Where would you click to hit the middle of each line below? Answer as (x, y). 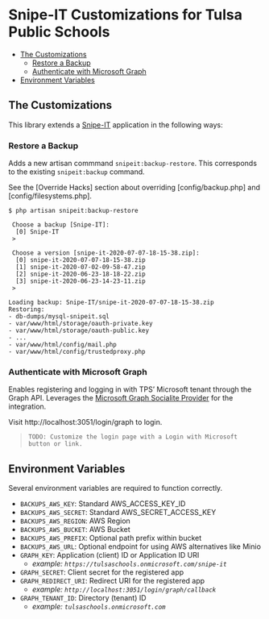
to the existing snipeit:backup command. (77, 172)
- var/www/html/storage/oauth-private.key (81, 324)
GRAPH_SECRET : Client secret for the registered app (102, 572)
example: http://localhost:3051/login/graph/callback (124, 589)
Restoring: (27, 309)
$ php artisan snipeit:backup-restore (73, 211)
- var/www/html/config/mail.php (62, 345)
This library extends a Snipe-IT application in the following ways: (116, 125)
